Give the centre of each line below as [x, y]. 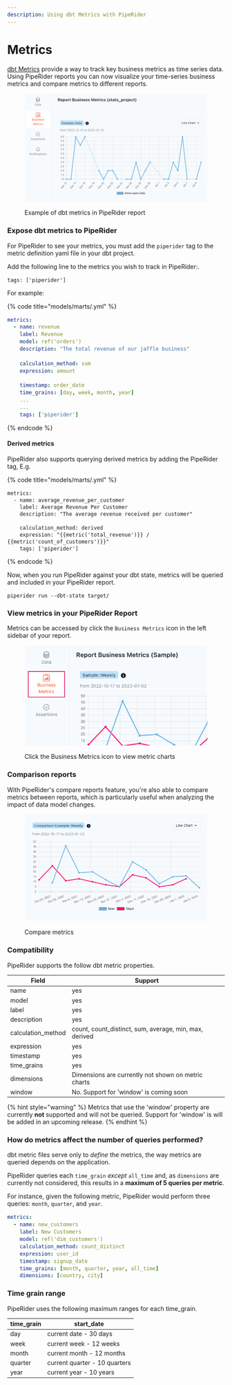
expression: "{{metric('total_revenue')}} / [85, 535]
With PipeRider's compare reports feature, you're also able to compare [108, 789]
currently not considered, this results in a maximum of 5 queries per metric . [116, 1183]
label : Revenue [41, 334]
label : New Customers [50, 1232]
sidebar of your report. [39, 636]
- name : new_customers [46, 1225]
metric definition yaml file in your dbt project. [71, 253]
